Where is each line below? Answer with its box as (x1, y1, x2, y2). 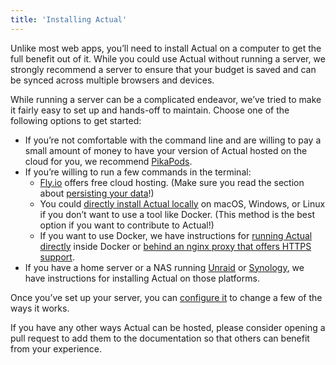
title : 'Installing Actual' (10, 14, 128, 25)
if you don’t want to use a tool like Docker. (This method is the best (39, 208, 316, 220)
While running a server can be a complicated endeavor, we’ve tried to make (10, 93, 322, 105)
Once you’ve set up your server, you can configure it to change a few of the (10, 291, 323, 303)
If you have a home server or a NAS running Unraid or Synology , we (24, 261, 305, 273)
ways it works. (10, 302, 70, 314)
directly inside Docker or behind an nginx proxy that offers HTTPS (39, 240, 312, 252)
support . (39, 251, 75, 263)
